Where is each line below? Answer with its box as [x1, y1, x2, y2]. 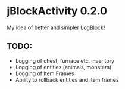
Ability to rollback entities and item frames [15, 76, 119, 83]
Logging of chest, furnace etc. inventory [15, 57, 115, 64]
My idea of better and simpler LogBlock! [7, 24, 105, 31]
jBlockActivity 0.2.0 [7, 4, 108, 18]
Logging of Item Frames [15, 70, 74, 77]
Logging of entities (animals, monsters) [15, 63, 112, 70]
